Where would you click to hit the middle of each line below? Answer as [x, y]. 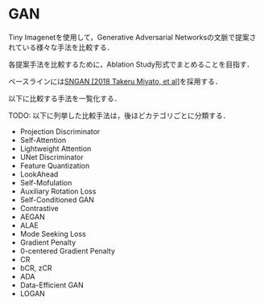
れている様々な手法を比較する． [61, 47]
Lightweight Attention [56, 148]
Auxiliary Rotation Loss [58, 191]
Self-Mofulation [46, 182]
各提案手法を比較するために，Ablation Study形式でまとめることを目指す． [131, 64]
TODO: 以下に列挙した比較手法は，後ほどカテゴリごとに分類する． [120, 115]
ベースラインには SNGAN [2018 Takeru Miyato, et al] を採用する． [115, 81]
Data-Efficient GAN [52, 285]
